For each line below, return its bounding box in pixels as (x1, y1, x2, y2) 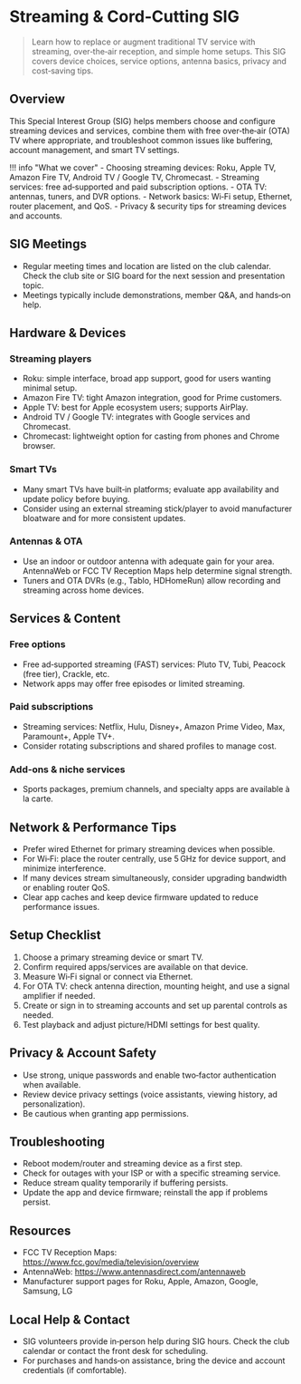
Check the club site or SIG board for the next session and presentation (22, 270, 286, 281)
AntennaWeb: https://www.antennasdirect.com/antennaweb (22, 1266, 246, 1277)
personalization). (22, 1098, 86, 1109)
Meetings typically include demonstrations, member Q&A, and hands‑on (22, 289, 291, 300)
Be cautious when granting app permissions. (22, 1108, 190, 1118)
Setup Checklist (9, 927, 101, 944)
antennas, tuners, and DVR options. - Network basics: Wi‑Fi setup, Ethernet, (9, 190, 293, 201)
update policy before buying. (22, 493, 130, 504)
